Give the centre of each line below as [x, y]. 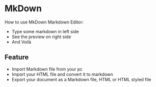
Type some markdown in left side [45, 31]
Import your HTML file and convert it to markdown [62, 74]
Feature [17, 57]
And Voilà [21, 42]
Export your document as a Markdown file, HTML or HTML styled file [81, 79]
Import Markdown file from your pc [47, 69]
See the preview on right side [41, 37]
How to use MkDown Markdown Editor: [44, 22]
